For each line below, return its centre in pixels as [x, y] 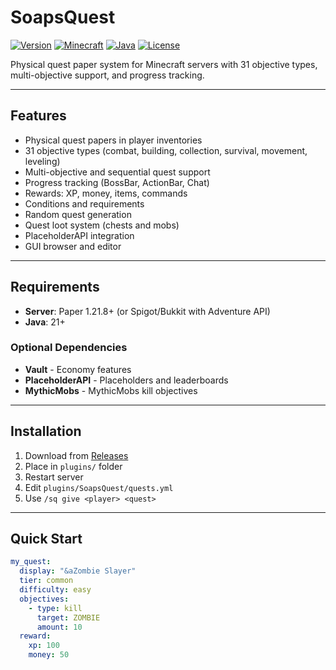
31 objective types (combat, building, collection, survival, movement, [166, 150]
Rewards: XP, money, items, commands [106, 193]
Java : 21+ [45, 322]
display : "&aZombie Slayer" [78, 571]
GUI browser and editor [73, 246]
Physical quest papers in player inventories [113, 140]
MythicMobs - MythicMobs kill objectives [111, 390]
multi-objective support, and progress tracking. [107, 75]
